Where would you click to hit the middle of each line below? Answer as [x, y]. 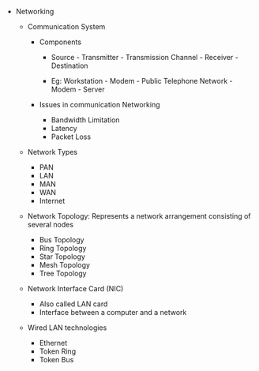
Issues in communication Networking [99, 105]
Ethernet [53, 343]
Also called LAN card [73, 304]
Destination [69, 66]
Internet [52, 201]
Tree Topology [63, 273]
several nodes [50, 225]
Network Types [52, 152]
